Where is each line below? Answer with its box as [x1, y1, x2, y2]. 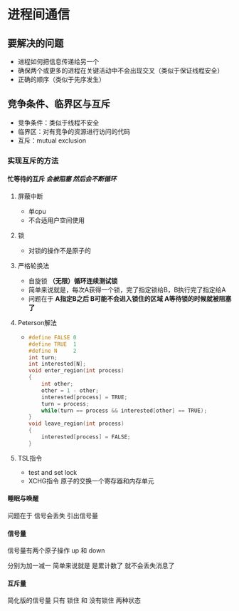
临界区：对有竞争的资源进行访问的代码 [17, 127, 130, 135]
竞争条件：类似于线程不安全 [17, 118, 100, 127]
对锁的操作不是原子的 [28, 246, 91, 255]
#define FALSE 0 [28, 334, 77, 341]
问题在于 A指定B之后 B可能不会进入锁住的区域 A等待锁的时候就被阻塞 [28, 294, 232, 303]
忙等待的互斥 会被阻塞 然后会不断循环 [7, 175, 117, 183]
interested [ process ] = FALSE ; [41, 433, 131, 441]
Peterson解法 [17, 318, 57, 327]
